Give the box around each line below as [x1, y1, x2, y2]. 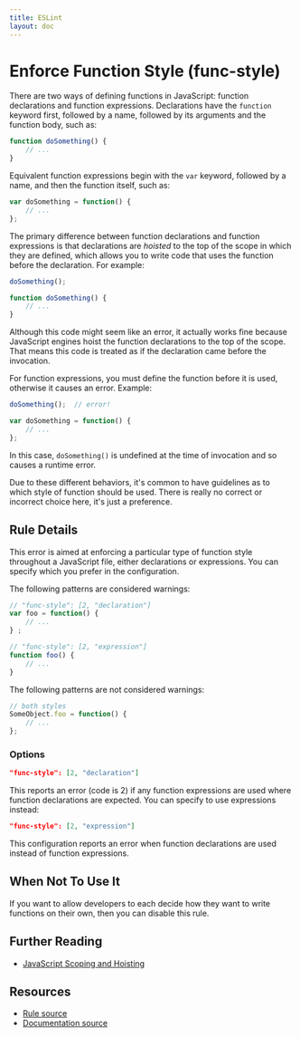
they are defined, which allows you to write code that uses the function [9, 250, 274, 261]
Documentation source [22, 1018, 108, 1029]
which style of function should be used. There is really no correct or [9, 486, 263, 497]
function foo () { [9, 650, 75, 659]
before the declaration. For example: [9, 259, 145, 270]
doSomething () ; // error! [9, 400, 111, 409]
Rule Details [9, 523, 79, 538]
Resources [9, 984, 71, 1000]
